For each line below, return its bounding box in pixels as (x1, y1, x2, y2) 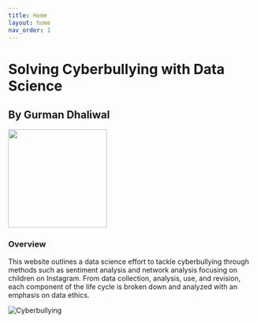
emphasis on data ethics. (8, 290, 90, 299)
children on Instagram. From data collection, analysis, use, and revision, (8, 273, 241, 283)
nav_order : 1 (8, 26, 51, 34)
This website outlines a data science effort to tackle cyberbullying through (8, 257, 250, 266)
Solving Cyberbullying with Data (8, 60, 225, 78)
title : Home (8, 11, 47, 20)
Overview (8, 239, 47, 250)
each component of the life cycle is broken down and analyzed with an (8, 281, 238, 291)
